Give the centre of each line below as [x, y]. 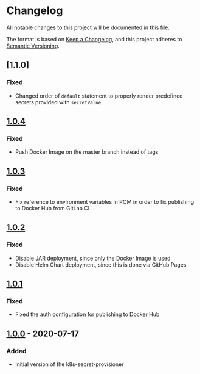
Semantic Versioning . [33, 46]
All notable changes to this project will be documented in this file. [88, 27]
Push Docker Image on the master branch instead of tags [87, 152]
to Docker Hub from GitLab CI [52, 208]
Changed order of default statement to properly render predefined [99, 96]
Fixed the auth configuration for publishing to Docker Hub [87, 314]
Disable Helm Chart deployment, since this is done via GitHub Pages [101, 264]
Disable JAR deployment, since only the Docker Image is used [93, 258]
